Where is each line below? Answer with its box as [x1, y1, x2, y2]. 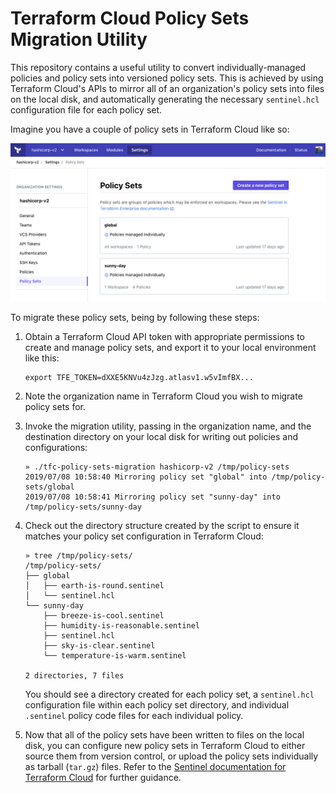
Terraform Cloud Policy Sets [10, 7, 250, 30]
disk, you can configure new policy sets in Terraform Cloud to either [24, 739, 306, 751]
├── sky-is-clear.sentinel [43, 640, 156, 651]
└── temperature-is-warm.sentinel [43, 650, 187, 661]
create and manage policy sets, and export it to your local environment [24, 341, 317, 353]
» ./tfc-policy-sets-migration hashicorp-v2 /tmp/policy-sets [24, 462, 290, 472]
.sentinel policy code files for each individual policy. [24, 709, 244, 721]
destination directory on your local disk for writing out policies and [24, 430, 298, 442]
